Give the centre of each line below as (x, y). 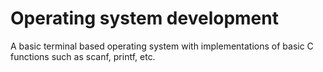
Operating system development (144, 18)
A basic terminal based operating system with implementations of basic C (162, 46)
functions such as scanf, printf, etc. (83, 56)
